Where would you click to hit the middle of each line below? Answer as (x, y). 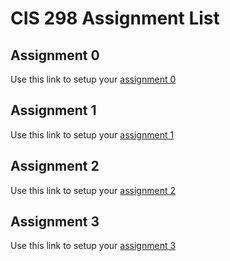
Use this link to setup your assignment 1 (92, 134)
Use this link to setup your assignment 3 (93, 246)
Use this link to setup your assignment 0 (93, 79)
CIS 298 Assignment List (115, 18)
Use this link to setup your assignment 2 (93, 190)
